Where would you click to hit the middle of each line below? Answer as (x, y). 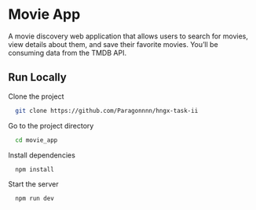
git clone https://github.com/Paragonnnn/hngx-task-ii (107, 110)
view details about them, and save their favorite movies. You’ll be (113, 44)
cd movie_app (37, 140)
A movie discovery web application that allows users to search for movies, (128, 36)
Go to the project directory (51, 125)
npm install (35, 169)
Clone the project (36, 96)
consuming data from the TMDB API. (68, 52)
